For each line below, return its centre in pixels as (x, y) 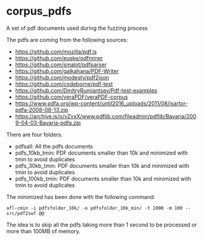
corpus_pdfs (39, 11)
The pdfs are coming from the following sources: (67, 40)
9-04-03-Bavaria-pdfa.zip (48, 122)
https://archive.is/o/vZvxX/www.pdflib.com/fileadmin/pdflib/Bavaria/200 (106, 116)
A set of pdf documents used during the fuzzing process (77, 28)
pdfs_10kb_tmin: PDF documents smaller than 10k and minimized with (101, 153)
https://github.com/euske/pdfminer (59, 58)
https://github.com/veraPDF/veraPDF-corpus (72, 97)
